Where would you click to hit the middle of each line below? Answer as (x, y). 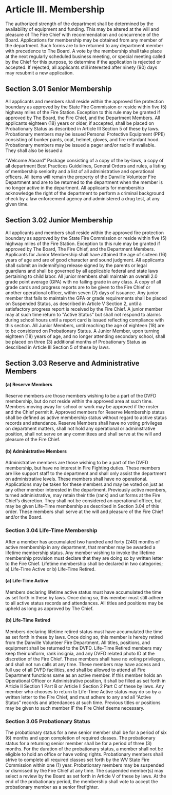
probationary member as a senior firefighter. (52, 787)
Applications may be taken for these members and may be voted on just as (84, 484)
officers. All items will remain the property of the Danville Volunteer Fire (81, 177)
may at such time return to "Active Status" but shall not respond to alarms (83, 314)
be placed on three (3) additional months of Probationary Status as (76, 342)
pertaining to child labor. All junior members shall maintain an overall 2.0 (81, 276)
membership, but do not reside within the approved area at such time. (79, 401)
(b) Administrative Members (36, 451)
